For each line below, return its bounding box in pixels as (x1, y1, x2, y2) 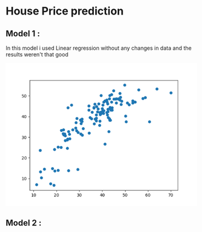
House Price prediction (5, 4, 124, 18)
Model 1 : (5, 28, 40, 39)
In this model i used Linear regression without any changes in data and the (5, 44, 192, 51)
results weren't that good (5, 51, 69, 58)
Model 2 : (5, 218, 42, 228)
